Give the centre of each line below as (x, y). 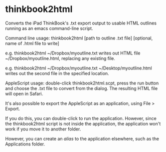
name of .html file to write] (32, 43)
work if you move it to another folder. (43, 129)
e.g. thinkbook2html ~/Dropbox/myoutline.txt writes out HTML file (73, 53)
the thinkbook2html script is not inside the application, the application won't (83, 123)
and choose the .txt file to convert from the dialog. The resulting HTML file (82, 88)
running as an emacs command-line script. (49, 28)
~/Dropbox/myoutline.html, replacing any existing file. (60, 58)
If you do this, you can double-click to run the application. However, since (81, 118)
